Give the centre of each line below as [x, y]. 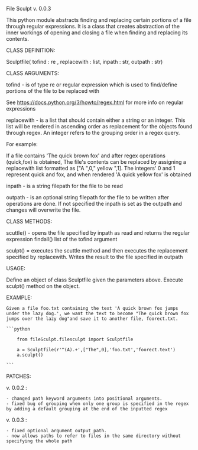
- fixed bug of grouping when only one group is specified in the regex [98, 404]
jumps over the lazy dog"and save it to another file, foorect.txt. [92, 319]
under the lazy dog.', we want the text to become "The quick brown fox [98, 313]
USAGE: [16, 268]
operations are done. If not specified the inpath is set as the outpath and [94, 204]
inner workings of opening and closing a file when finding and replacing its [97, 33]
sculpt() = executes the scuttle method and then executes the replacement [97, 250]
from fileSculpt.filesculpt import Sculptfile [75, 339]
